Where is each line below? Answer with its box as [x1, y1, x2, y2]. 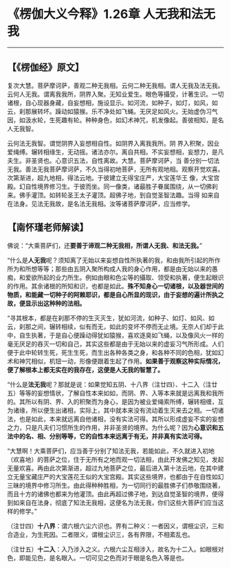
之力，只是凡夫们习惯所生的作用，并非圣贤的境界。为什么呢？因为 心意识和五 [7, 423, 224, 431]
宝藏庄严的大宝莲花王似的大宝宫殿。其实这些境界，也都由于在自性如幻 [25, 472, 224, 480]
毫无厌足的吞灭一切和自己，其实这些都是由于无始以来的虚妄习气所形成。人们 [7, 340, 224, 348]
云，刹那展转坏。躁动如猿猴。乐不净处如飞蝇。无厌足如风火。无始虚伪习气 [7, 107, 218, 115]
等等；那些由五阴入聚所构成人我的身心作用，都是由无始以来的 [36, 264, 212, 273]
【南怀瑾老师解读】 [7, 222, 89, 233]
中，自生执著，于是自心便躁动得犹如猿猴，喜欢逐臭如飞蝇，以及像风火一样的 [7, 331, 224, 339]
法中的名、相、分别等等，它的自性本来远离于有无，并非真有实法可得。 [7, 432, 206, 440]
